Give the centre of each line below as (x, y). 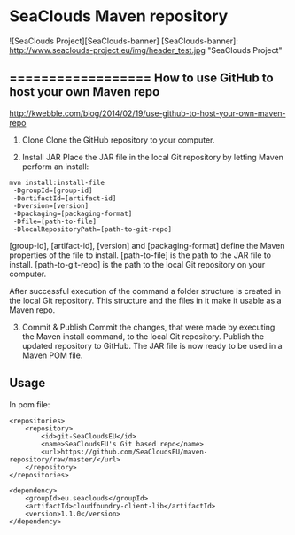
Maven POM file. (52, 355)
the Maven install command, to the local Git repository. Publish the (143, 336)
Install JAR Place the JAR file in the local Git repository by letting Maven (152, 157)
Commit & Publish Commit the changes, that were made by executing (148, 327)
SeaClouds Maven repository (119, 16)
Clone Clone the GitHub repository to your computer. (118, 140)
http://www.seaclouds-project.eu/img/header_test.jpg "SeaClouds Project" (146, 50)
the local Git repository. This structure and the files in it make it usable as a (145, 300)
